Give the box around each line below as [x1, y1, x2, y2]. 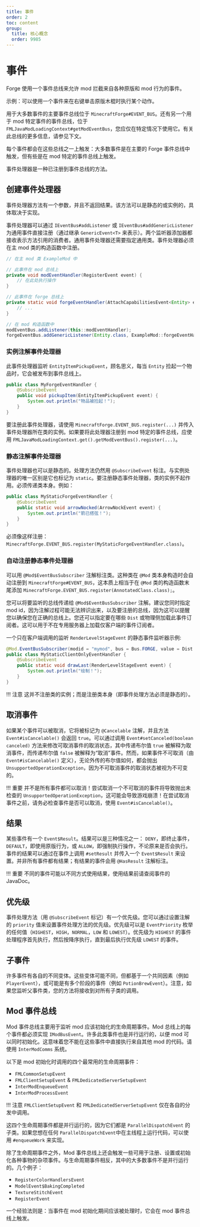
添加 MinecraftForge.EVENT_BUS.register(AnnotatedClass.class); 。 [11, 586, 178, 593]
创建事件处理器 [6, 184, 61, 194]
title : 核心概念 [11, 31, 49, 37]
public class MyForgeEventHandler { [6, 382, 97, 388]
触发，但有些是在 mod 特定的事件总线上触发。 [6, 153, 120, 160]
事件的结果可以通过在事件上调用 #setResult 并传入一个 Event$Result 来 [6, 850, 180, 857]
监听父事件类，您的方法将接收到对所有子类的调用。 [16, 987, 142, 994]
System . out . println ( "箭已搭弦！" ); [27, 510, 111, 516]
